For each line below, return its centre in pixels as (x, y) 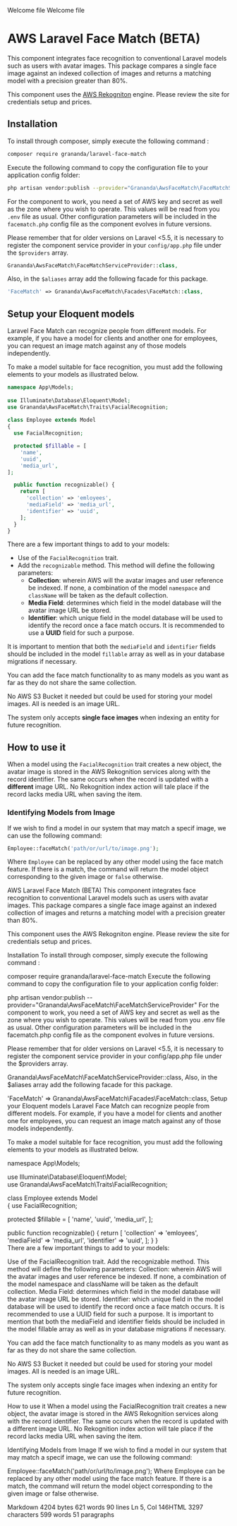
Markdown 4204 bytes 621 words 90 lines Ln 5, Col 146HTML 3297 (105, 1507)
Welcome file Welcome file (46, 10)
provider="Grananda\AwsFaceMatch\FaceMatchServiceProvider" (102, 1005)
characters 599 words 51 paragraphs (61, 1515)
